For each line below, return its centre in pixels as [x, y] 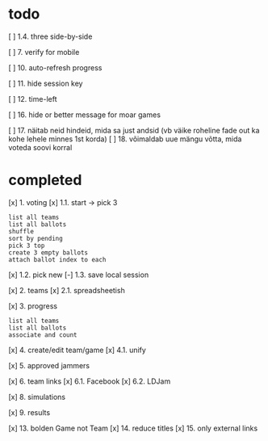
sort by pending [36, 238]
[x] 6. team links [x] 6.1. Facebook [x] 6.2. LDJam [90, 381]
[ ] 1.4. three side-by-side [50, 36]
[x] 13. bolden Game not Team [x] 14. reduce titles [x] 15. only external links [133, 428]
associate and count [43, 335]
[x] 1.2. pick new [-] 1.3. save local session [79, 275]
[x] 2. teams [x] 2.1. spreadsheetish [67, 290]
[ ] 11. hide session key [46, 83]
